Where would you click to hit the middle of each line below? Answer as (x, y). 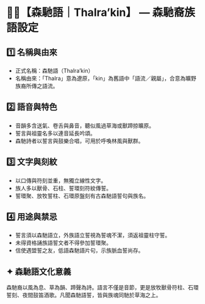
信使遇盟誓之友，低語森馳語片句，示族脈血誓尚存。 (79, 250)
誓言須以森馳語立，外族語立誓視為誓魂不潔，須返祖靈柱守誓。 (93, 235)
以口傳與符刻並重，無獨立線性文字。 (61, 180)
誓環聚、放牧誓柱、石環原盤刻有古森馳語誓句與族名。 (82, 195)
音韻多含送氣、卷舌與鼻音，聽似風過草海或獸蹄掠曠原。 (85, 125)
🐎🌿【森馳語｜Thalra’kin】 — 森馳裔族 (101, 13)
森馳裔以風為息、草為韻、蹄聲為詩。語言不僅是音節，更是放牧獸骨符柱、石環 (103, 288)
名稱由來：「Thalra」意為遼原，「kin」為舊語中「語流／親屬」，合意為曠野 (106, 78)
